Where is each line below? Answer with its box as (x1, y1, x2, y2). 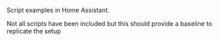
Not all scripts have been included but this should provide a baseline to (6, 20, 213, 27)
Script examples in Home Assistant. (6, 6, 110, 14)
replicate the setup (6, 27, 61, 35)
